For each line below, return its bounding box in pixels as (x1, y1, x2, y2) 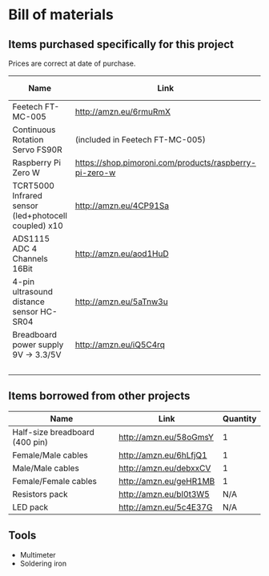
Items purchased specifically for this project (8, 38, 235, 51)
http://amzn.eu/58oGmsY (118, 431, 215, 442)
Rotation (12, 134, 44, 145)
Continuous (12, 124, 56, 135)
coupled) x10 (12, 220, 64, 231)
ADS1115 (12, 234, 50, 244)
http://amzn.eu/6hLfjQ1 (118, 450, 207, 461)
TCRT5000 (12, 180, 54, 191)
